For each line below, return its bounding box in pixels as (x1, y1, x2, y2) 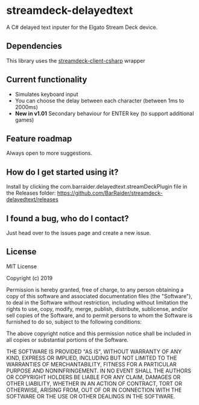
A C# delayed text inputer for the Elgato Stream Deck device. (6, 24, 158, 31)
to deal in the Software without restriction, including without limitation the (6, 299, 188, 306)
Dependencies (6, 41, 62, 51)
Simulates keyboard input (14, 90, 78, 98)
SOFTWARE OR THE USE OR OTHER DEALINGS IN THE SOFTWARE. (6, 392, 175, 400)
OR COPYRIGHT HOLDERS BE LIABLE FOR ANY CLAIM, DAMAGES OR (6, 373, 181, 380)
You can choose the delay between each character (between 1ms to (14, 97, 185, 104)
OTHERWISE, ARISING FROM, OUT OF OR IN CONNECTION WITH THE (6, 386, 182, 394)
